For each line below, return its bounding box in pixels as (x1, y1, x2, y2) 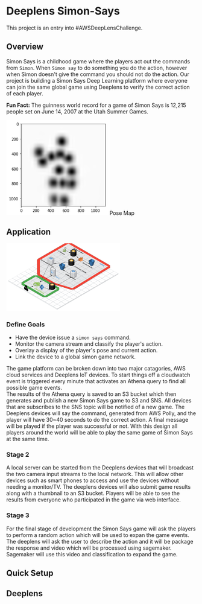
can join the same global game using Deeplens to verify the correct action (6, 83, 190, 91)
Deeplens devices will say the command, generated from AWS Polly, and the (6, 410, 197, 417)
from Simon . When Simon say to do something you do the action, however (6, 64, 188, 71)
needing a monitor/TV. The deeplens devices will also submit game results (6, 483, 191, 491)
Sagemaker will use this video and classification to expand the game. (6, 550, 178, 558)
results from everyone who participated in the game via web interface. (6, 496, 181, 503)
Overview (6, 42, 44, 52)
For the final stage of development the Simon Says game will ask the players (6, 525, 196, 532)
